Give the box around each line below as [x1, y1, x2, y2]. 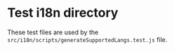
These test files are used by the [7, 28, 99, 36]
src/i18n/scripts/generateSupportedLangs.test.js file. [7, 35, 168, 43]
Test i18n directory [7, 5, 119, 21]
